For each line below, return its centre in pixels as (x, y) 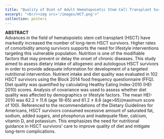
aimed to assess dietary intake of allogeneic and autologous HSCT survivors (82, 64)
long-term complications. (31, 131)
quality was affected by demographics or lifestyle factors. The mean (74, 95)
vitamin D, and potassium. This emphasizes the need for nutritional (72, 121)
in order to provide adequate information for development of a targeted (76, 69)
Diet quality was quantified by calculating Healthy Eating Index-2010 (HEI (78, 85)
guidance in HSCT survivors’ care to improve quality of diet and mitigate (78, 126)
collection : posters (26, 19)
